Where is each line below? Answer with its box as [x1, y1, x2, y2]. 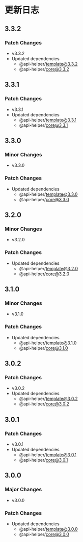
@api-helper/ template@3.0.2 [19, 396, 78, 402]
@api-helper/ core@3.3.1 [19, 122, 68, 128]
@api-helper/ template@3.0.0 [19, 526, 78, 532]
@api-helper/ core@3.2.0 [19, 271, 70, 277]
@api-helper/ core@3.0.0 [19, 531, 69, 537]
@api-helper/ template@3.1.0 [19, 340, 77, 346]
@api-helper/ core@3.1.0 [19, 345, 68, 351]
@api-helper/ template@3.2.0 [19, 265, 78, 271]
